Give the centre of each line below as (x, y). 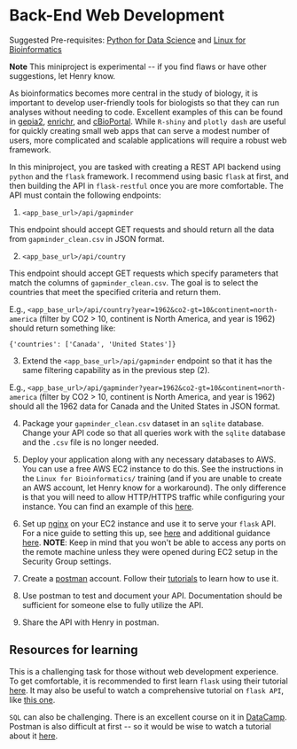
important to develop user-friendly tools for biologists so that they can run (145, 102)
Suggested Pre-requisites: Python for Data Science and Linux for (128, 40)
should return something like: (63, 328)
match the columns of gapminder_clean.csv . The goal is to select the (134, 282)
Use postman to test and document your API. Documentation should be (152, 596)
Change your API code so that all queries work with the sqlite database (154, 433)
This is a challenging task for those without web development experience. (144, 671)
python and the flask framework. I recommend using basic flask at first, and (149, 176)
